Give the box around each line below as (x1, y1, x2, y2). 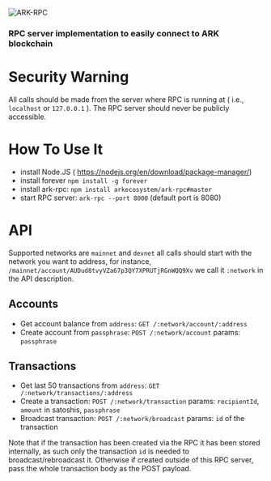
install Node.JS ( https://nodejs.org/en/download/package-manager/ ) (19, 167, 252, 177)
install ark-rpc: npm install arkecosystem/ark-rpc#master (19, 184, 213, 194)
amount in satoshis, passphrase (19, 405, 121, 415)
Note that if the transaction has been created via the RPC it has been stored (8, 438, 260, 448)
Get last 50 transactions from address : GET (19, 381, 160, 390)
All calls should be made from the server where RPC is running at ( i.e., (8, 94, 244, 104)
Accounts (8, 297, 59, 311)
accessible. (8, 112, 47, 121)
